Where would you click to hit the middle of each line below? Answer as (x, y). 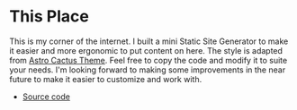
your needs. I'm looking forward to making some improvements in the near (148, 70)
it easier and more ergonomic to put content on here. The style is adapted (146, 50)
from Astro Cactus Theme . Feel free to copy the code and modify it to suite (148, 60)
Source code (46, 97)
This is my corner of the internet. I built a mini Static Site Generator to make (149, 41)
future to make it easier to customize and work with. (106, 79)
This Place (49, 17)
